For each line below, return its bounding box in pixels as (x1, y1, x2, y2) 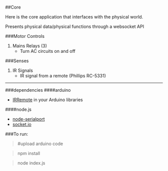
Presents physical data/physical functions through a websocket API (5, 23, 144, 29)
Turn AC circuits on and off (19, 48, 76, 54)
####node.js (5, 107, 31, 112)
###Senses (5, 58, 29, 64)
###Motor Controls (5, 33, 45, 39)
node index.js (17, 160, 45, 166)
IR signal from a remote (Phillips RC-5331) (19, 73, 106, 79)
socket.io (12, 122, 31, 127)
